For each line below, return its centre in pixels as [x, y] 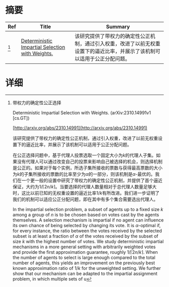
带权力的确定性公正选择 [37, 102]
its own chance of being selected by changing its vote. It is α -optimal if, [87, 225]
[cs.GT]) [21, 118]
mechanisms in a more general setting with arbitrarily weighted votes [84, 247]
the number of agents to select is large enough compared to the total [84, 257]
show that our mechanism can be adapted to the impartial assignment [85, 273]
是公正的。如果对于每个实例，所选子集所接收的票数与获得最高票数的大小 [87, 168]
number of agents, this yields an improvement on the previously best [83, 263]
